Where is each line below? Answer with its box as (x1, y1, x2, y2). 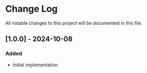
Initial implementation (12, 62, 58, 68)
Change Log (5, 3, 58, 15)
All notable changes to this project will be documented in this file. (5, 20, 143, 26)
